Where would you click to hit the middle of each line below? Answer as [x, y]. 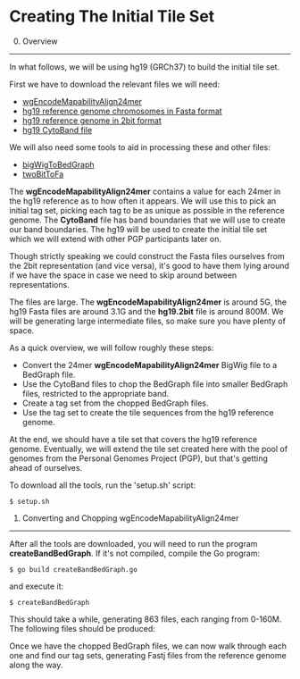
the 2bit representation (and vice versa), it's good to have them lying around [150, 265]
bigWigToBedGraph [58, 164]
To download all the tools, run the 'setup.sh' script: [103, 485]
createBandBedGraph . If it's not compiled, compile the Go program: [135, 553]
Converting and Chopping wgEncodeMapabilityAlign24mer [130, 518]
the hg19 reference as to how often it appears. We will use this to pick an [143, 201]
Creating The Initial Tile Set [112, 17]
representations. [39, 284]
